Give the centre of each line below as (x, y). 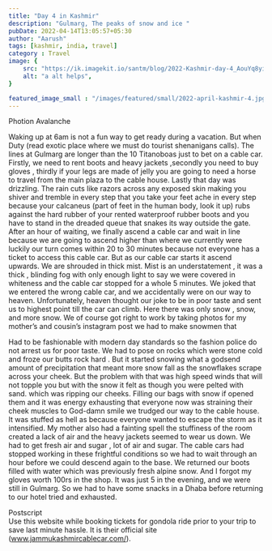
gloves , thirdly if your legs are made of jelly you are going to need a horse (132, 172)
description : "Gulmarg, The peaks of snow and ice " (99, 23)
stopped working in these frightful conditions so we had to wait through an (133, 454)
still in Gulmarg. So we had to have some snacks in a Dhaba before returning (136, 489)
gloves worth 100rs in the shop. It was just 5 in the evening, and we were (130, 480)
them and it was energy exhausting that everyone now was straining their (131, 403)
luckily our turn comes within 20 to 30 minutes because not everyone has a (134, 249)
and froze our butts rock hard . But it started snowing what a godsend (125, 359)
